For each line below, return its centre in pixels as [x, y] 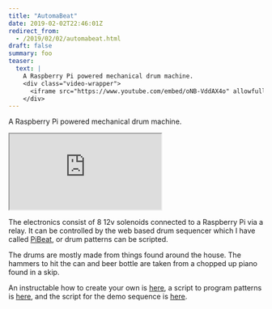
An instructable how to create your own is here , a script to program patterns [135, 288]
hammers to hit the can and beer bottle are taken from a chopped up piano [133, 264]
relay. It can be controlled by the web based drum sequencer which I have [132, 231]
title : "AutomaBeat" [43, 16]
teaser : [21, 61]
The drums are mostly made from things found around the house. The [125, 255]
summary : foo [30, 53]
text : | [29, 69]
